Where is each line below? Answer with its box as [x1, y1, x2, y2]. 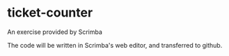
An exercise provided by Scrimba [7, 28, 103, 36]
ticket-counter [7, 5, 93, 21]
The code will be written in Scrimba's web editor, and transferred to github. [7, 41, 223, 49]
